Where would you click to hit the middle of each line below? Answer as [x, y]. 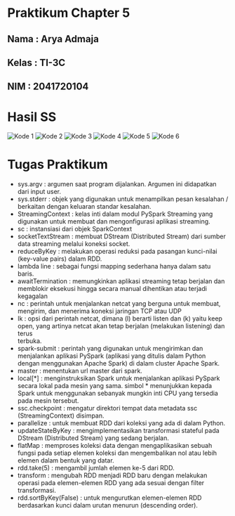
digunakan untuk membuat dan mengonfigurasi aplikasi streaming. [114, 221]
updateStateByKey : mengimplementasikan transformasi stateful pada [118, 431]
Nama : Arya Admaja [53, 39]
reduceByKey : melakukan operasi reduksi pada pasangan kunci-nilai [117, 252]
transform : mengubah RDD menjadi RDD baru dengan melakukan [112, 475]
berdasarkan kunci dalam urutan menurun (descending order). [108, 505]
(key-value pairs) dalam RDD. [60, 259]
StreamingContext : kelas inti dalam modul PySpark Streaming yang [115, 214]
